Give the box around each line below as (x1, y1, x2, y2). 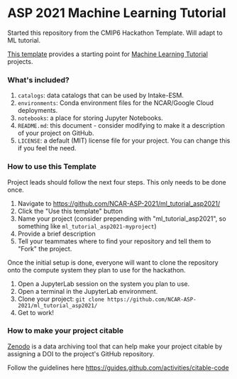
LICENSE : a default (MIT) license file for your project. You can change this (17, 136, 231, 145)
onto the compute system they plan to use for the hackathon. (7, 265, 186, 274)
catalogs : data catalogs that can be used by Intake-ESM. (17, 91, 184, 100)
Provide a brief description (17, 229, 96, 238)
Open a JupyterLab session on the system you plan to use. (17, 279, 190, 288)
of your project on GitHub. (17, 129, 94, 138)
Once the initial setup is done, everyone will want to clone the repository (7, 258, 219, 267)
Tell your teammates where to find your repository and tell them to (17, 236, 211, 246)
